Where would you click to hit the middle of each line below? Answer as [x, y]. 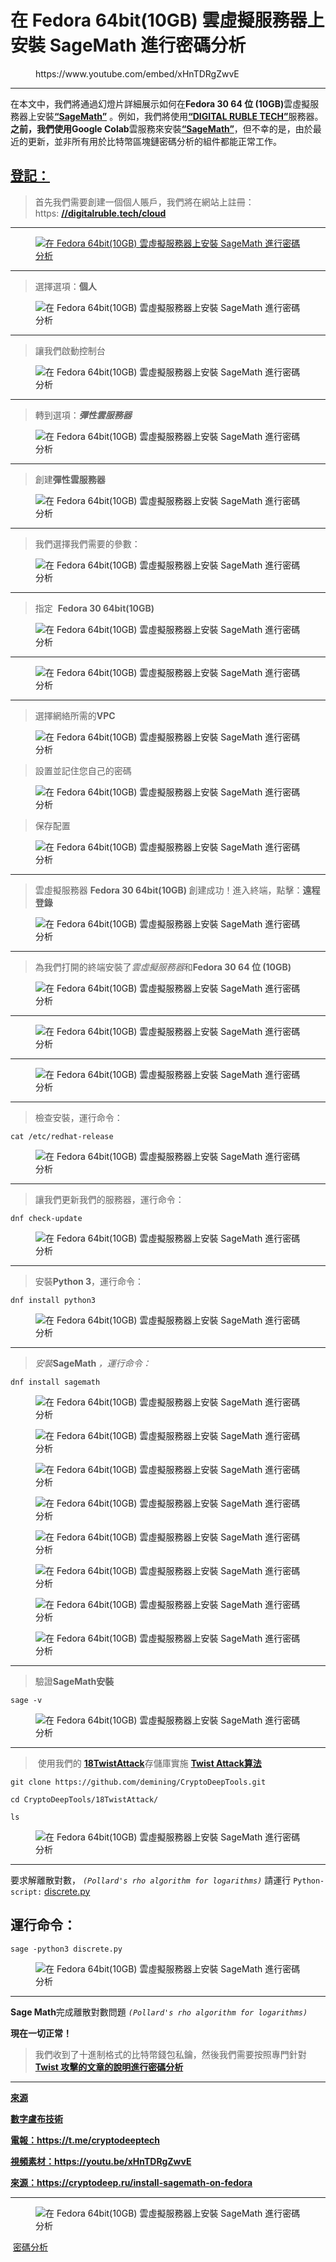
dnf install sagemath [55, 1382]
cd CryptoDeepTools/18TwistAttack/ [84, 1799]
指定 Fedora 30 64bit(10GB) [94, 608]
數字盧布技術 [36, 2118]
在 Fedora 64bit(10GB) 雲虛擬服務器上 [167, 20]
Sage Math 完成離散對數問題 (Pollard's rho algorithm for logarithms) [159, 2012]
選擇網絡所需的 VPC [75, 715]
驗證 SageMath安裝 [74, 1681]
